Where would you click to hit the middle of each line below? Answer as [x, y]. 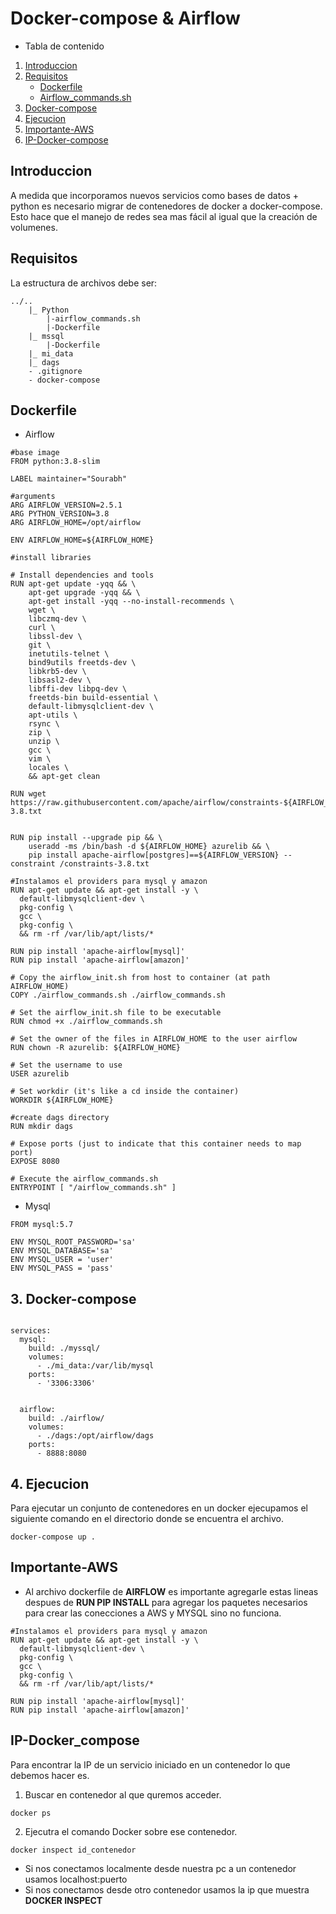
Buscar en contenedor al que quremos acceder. [123, 1794]
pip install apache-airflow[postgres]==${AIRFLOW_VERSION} [154, 855]
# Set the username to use [66, 1065]
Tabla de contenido [64, 46]
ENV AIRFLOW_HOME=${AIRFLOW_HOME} [82, 540]
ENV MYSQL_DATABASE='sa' [62, 1251]
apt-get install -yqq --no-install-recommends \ [131, 602]
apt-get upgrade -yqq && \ [84, 593]
